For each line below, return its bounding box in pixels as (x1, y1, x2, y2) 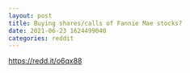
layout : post (8, 11, 53, 20)
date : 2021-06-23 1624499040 (8, 26, 107, 34)
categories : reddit (8, 34, 74, 43)
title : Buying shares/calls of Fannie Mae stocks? (8, 19, 183, 27)
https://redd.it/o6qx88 (8, 56, 82, 66)
